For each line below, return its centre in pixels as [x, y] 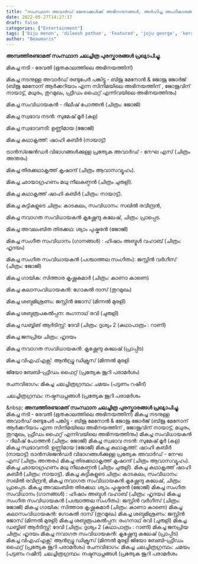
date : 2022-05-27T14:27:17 [39, 17]
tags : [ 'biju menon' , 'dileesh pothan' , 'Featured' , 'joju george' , [92, 34]
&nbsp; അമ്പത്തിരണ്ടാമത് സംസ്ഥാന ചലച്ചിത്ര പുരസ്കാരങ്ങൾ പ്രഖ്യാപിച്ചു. [93, 407]
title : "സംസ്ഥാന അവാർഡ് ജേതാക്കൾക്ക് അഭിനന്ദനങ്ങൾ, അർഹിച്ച [85, 12]
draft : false [22, 22]
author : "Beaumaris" [32, 39]
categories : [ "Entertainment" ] [44, 28]
